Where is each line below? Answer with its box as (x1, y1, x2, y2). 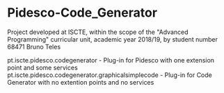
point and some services (7, 63, 78, 71)
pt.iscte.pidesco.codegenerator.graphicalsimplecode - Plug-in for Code (7, 71, 212, 79)
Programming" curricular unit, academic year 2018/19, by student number (7, 35, 218, 43)
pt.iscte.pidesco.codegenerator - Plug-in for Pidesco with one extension (7, 56, 214, 64)
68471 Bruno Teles (7, 42, 61, 51)
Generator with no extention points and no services (7, 78, 154, 86)
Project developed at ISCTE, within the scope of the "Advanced (7, 28, 189, 36)
